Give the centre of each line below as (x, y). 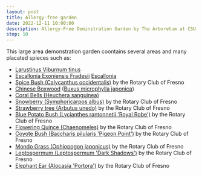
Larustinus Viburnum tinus (48, 69)
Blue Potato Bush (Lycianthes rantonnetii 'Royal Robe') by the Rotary (100, 115)
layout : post (23, 12)
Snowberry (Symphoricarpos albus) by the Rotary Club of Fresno (96, 102)
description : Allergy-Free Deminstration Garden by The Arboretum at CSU (101, 29)
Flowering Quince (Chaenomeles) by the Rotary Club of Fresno (93, 127)
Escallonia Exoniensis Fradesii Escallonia (66, 76)
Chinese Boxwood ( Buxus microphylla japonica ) (75, 89)
